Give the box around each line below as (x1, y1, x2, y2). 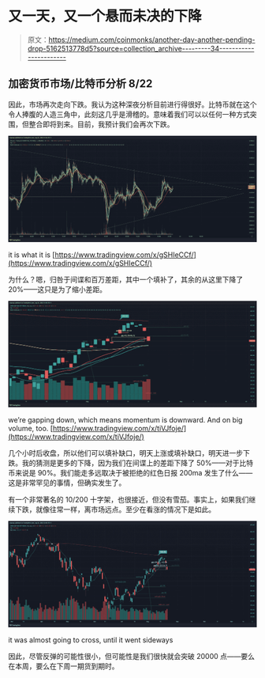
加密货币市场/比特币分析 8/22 (8, 77, 153, 91)
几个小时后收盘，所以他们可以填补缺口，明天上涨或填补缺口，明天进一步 (8, 448, 243, 457)
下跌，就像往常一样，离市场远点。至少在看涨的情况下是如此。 (14, 504, 215, 514)
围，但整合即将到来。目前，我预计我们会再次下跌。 (8, 119, 174, 129)
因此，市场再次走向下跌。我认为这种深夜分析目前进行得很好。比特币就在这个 (8, 100, 257, 109)
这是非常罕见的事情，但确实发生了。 (8, 478, 126, 487)
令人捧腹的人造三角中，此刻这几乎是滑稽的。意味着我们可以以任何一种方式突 (8, 109, 257, 119)
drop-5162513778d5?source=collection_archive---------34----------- (27, 44, 255, 53)
